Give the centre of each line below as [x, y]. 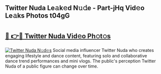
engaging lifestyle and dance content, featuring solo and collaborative [76, 56]
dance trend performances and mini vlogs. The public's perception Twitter [80, 61]
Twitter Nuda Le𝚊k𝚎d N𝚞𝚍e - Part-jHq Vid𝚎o [75, 8]
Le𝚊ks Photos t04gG [37, 16]
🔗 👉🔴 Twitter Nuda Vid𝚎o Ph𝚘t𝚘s [58, 36]
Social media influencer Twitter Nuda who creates [103, 50]
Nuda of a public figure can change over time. [52, 66]
